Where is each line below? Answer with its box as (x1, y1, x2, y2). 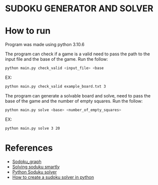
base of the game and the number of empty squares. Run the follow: (5, 98, 143, 104)
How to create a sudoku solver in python (12, 174, 94, 180)
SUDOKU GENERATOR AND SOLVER (5, 3, 154, 14)
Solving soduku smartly (12, 163, 60, 169)
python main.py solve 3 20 (5, 126, 60, 131)
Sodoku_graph (12, 159, 42, 164)
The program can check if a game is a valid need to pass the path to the (5, 51, 150, 57)
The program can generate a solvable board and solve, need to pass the (5, 92, 151, 98)
